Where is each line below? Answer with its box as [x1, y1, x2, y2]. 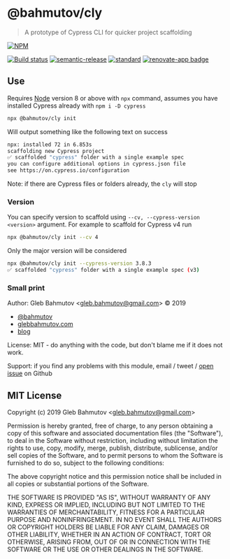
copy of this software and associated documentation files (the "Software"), [7, 429, 224, 437]
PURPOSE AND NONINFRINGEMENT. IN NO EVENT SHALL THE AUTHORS [7, 516, 222, 524]
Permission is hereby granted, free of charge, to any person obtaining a [7, 421, 213, 430]
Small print [7, 283, 45, 293]
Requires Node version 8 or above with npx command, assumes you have [7, 94, 218, 102]
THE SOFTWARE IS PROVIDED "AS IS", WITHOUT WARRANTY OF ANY [7, 493, 211, 502]
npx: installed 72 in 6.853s [7, 141, 92, 148]
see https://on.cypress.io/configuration [7, 167, 130, 174]
